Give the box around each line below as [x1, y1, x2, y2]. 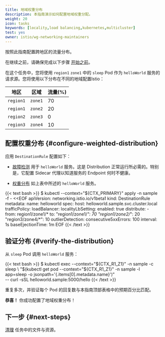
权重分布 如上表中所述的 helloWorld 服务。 [12, 180, 99, 186]
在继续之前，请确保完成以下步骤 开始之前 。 [5, 59, 93, 65]
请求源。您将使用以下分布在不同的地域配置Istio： [5, 76, 104, 82]
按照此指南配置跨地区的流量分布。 [5, 49, 74, 55]
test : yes [5, 30, 26, 35]
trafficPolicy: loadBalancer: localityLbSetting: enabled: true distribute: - [5, 206, 149, 212]
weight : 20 [5, 16, 28, 21]
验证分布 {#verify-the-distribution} [5, 237, 114, 245]
